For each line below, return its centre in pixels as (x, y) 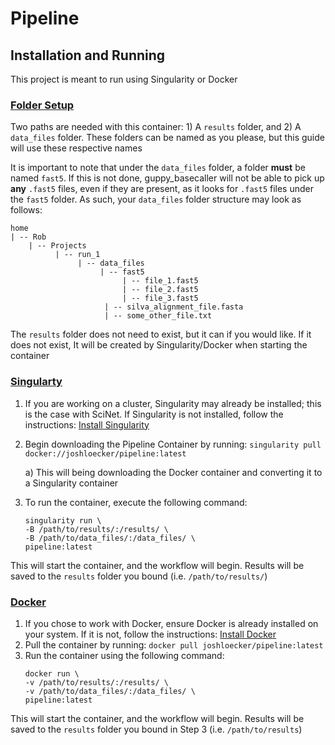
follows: (26, 210)
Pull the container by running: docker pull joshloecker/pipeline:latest (174, 644)
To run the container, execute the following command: (136, 502)
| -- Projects (57, 246)
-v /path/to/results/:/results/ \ (96, 682)
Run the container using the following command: (124, 655)
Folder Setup (42, 105)
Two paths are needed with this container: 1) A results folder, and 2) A (156, 127)
